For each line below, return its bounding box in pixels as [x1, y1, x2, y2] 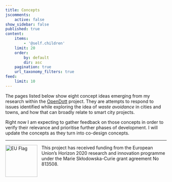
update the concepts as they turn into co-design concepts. [5, 130, 130, 136]
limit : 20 [14, 45, 36, 51]
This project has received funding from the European [41, 144, 153, 151]
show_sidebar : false [5, 21, 50, 27]
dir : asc [24, 60, 42, 65]
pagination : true [14, 64, 52, 70]
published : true [5, 27, 40, 32]
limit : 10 [14, 79, 36, 84]
